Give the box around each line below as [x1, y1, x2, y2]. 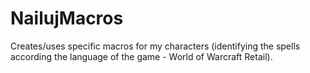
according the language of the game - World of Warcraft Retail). [10, 50, 273, 62]
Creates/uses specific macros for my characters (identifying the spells [10, 40, 301, 52]
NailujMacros [10, 7, 124, 30]
